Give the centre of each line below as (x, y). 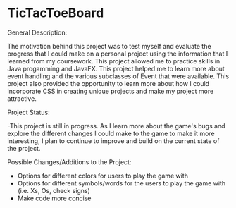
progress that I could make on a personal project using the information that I (118, 54)
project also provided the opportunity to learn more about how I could (108, 83)
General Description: (37, 32)
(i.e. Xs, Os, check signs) (54, 190)
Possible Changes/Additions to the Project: (69, 162)
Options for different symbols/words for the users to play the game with (122, 183)
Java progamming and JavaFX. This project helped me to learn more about (116, 68)
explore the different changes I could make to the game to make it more (111, 133)
